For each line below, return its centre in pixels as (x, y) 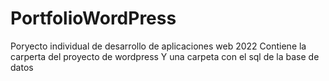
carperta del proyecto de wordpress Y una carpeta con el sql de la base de (165, 56)
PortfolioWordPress (93, 18)
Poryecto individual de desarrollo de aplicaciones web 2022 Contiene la (158, 46)
